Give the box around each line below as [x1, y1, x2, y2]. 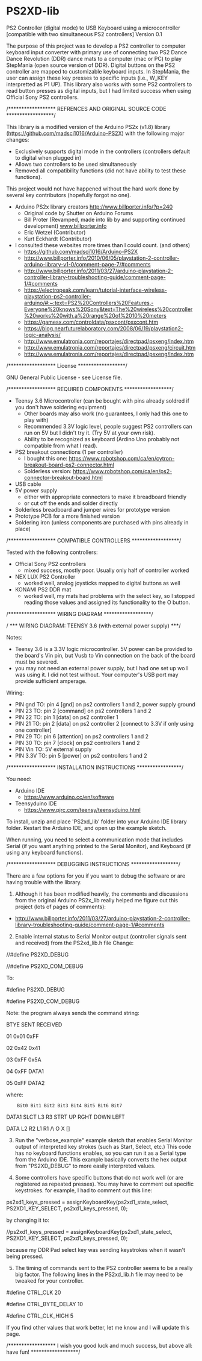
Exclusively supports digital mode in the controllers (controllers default [14, 148, 191, 155]
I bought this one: [23, 454, 68, 462]
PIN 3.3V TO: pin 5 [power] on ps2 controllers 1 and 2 [14, 752, 147, 759]
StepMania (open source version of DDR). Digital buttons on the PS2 [6, 61, 176, 69]
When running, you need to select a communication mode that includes [6, 836, 183, 843]
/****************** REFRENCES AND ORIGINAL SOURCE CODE [6, 105, 167, 112]
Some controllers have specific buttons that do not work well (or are [14, 1174, 184, 1181]
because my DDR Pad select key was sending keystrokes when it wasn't [6, 1246, 185, 1253]
